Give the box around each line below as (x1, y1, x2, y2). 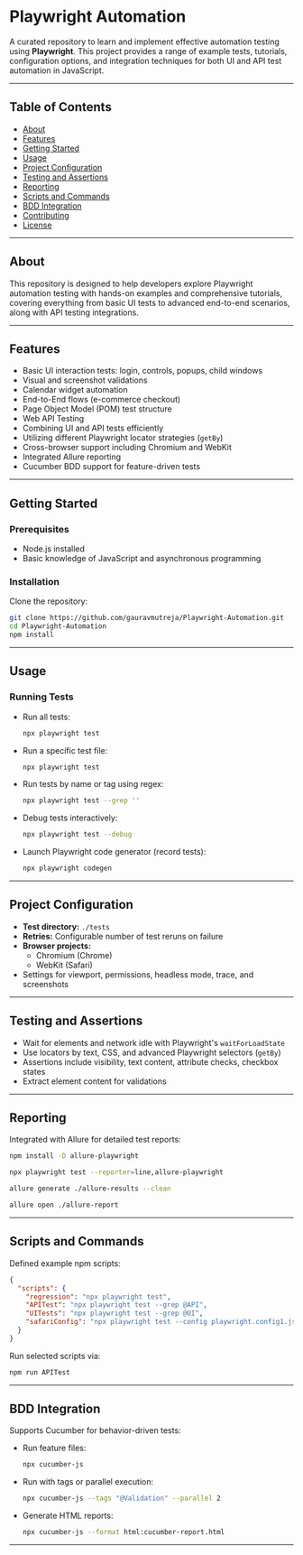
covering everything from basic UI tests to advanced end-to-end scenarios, (9, 297, 290, 308)
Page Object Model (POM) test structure (22, 403, 173, 414)
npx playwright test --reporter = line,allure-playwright (9, 1168, 224, 1177)
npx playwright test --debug (22, 830, 133, 839)
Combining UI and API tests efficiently (22, 422, 164, 434)
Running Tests (9, 690, 74, 703)
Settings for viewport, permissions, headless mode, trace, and (22, 968, 254, 980)
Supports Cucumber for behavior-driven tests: (9, 1425, 182, 1436)
